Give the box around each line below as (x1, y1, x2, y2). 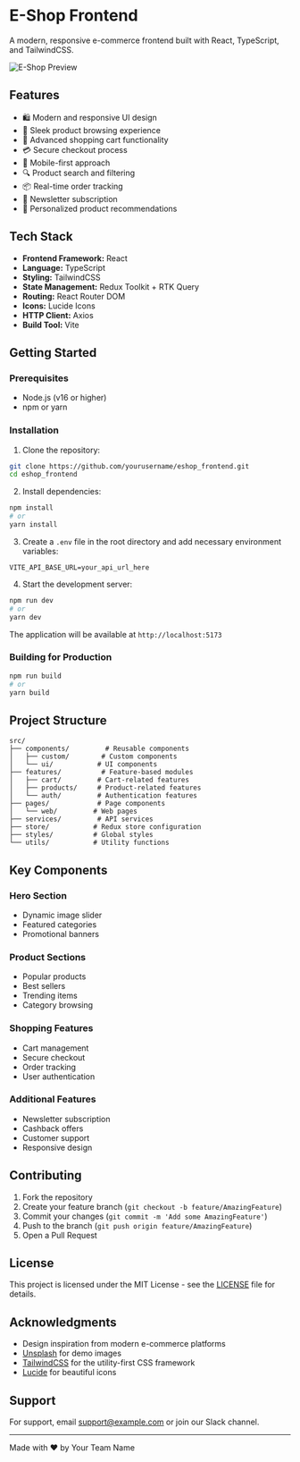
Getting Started (9, 345, 97, 360)
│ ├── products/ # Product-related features (9, 783, 202, 792)
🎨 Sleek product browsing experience (21, 124, 162, 135)
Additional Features (9, 1093, 96, 1105)
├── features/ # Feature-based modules (9, 768, 194, 777)
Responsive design (21, 1142, 93, 1153)
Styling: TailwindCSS (21, 272, 101, 283)
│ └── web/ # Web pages (9, 807, 138, 816)
